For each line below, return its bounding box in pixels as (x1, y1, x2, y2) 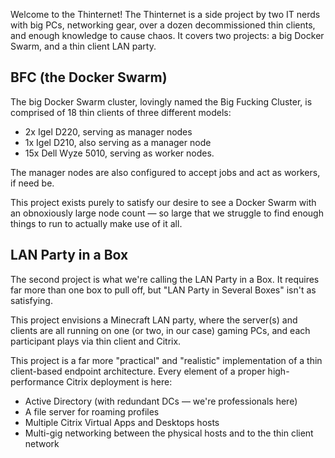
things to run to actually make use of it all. (10, 217, 183, 229)
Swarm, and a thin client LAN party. (10, 40, 157, 52)
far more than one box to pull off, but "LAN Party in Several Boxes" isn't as (10, 284, 317, 296)
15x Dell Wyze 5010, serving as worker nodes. (24, 147, 215, 159)
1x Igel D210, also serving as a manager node (24, 136, 212, 148)
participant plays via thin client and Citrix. (10, 335, 182, 347)
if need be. (10, 177, 55, 189)
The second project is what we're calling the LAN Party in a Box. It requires (10, 273, 320, 285)
